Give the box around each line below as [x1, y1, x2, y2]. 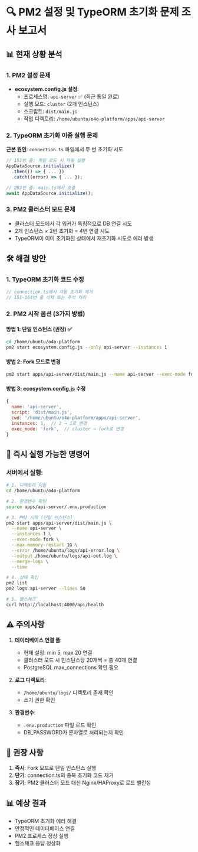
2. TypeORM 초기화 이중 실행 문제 [6, 131, 98, 139]
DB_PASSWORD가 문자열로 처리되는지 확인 [23, 729, 124, 736]
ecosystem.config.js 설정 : [14, 85, 80, 92]
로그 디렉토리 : [14, 676, 47, 683]
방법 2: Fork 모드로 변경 [6, 358, 61, 365]
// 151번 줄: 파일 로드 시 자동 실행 [6, 158, 85, 164]
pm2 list [6, 580, 28, 586]
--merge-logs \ [11, 558, 49, 564]
